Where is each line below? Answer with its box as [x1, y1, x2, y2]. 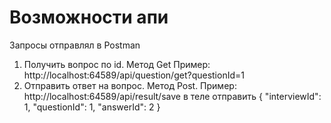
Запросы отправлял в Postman [9, 39, 141, 51]
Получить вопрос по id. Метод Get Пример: [23, 58, 211, 70]
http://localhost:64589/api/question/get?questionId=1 [23, 69, 245, 81]
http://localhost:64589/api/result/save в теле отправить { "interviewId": [23, 90, 322, 102]
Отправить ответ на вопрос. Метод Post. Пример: [23, 79, 237, 91]
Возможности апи [9, 6, 169, 29]
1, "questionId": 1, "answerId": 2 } [23, 101, 161, 113]
